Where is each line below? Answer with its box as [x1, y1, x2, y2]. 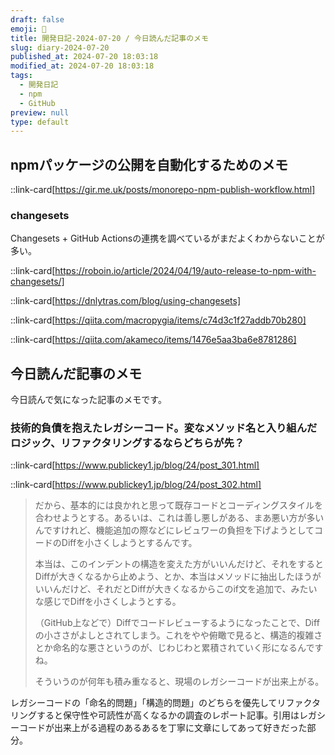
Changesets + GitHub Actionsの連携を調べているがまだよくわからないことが [10, 232, 325, 245]
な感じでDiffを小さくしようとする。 [34, 596, 182, 608]
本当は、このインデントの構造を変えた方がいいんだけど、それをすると [34, 558, 325, 570]
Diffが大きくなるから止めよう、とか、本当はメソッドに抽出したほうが [34, 571, 322, 583]
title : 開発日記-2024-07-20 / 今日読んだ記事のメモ [10, 33, 209, 43]
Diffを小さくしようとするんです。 [61, 537, 198, 549]
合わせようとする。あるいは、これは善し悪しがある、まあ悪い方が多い [34, 512, 325, 524]
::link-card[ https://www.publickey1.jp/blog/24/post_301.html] [10, 459, 260, 471]
